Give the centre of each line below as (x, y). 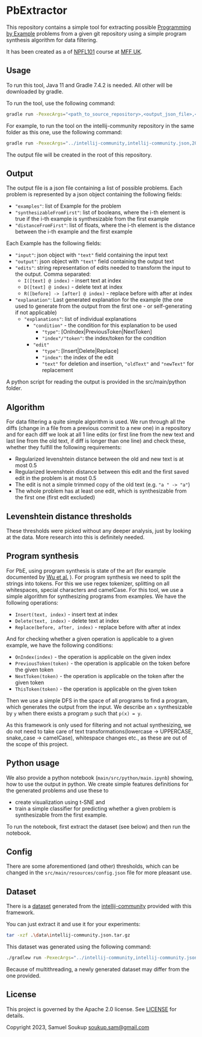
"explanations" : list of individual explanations (80, 319)
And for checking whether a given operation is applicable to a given (90, 638)
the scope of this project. (37, 744)
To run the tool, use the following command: (61, 103)
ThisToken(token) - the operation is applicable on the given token (96, 689)
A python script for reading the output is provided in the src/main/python (96, 382)
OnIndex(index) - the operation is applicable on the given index (93, 656)
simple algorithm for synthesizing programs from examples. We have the (96, 596)
